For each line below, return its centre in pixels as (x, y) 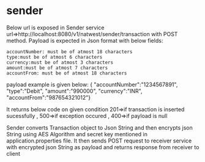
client (13, 153)
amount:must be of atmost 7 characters (57, 68)
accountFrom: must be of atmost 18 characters (67, 73)
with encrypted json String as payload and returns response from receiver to (103, 147)
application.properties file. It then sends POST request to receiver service (99, 141)
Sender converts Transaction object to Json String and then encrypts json (99, 127)
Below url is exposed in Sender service (55, 28)
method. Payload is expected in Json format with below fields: (85, 40)
